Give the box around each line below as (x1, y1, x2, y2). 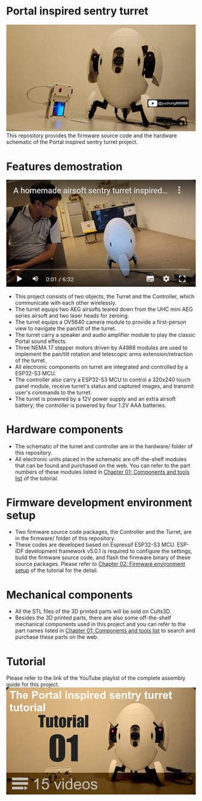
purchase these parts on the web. (14, 633, 99, 641)
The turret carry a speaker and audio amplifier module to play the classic (14, 331, 195, 338)
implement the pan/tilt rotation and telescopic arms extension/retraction (14, 350, 194, 357)
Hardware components (6, 422, 123, 436)
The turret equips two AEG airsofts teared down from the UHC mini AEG (14, 306, 194, 313)
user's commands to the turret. (14, 389, 92, 396)
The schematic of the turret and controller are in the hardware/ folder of (14, 442, 193, 450)
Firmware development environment (6, 495, 192, 509)
